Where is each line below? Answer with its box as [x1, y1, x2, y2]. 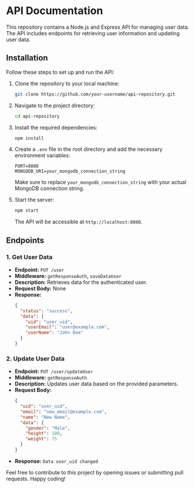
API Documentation [6, 4, 103, 18]
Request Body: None [14, 284, 66, 292]
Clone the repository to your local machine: [14, 80, 119, 87]
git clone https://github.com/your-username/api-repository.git [14, 91, 176, 97]
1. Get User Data [6, 253, 53, 261]
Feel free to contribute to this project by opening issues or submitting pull [6, 469, 184, 476]
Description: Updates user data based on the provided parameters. [14, 380, 179, 388]
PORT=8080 [14, 163, 39, 170]
